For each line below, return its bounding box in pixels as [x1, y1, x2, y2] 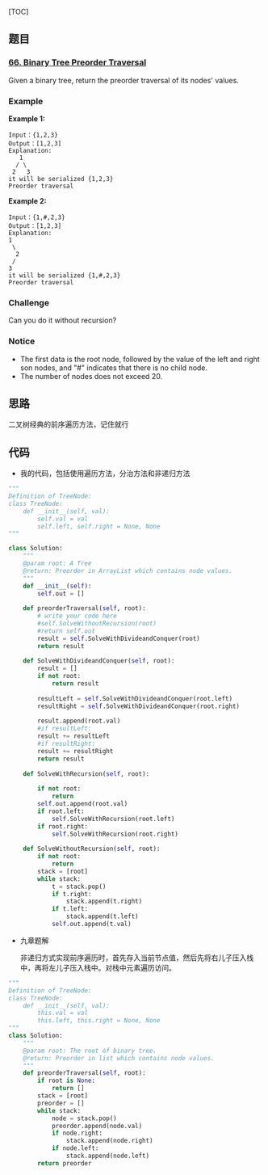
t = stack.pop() [51, 882, 107, 891]
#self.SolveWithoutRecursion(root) [37, 620, 157, 628]
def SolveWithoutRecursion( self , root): [23, 844, 161, 853]
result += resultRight [37, 747, 114, 755]
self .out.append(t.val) [51, 920, 132, 929]
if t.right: [51, 890, 92, 898]
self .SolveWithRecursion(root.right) [51, 830, 179, 838]
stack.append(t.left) [65, 912, 139, 920]
